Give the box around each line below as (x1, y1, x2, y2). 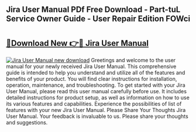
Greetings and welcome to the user (91, 57, 176, 63)
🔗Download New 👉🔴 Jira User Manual (6, 38, 149, 48)
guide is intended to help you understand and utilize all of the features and (6, 69, 185, 76)
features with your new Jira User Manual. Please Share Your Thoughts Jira (6, 107, 186, 113)
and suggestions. (6, 119, 48, 126)
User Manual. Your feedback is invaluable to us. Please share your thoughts (6, 113, 188, 120)
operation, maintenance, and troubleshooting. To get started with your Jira (6, 82, 185, 89)
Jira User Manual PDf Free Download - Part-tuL (6, 5, 181, 15)
